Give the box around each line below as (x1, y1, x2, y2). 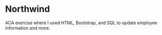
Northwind (5, 3, 50, 15)
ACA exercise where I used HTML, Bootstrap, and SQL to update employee (5, 20, 158, 26)
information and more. (5, 25, 50, 31)
